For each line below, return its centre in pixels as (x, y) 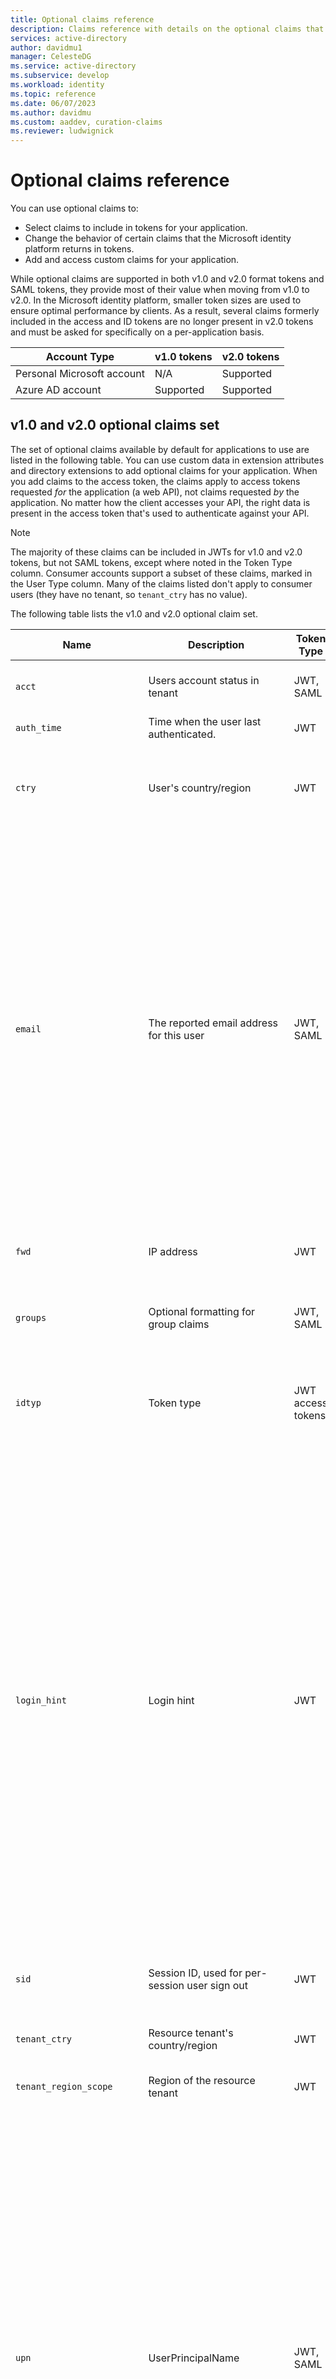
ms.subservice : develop (60, 76)
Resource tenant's (191, 2033)
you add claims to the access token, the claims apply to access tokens (155, 481)
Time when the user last (205, 721)
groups (31, 1317)
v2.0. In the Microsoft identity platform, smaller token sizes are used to (156, 300)
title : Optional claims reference (82, 19)
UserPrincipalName (194, 2358)
